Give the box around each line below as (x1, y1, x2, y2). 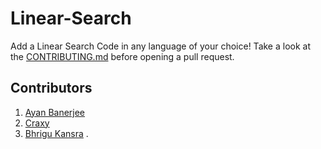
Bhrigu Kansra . (24, 127, 89, 139)
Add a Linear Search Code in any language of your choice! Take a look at (10, 40, 311, 52)
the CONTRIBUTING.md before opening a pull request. (10, 50, 235, 62)
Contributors (10, 80, 93, 97)
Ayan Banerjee (24, 106, 86, 118)
